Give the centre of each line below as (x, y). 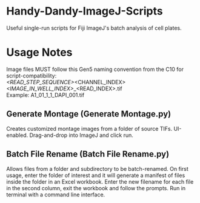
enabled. (17, 135)
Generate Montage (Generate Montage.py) (89, 114)
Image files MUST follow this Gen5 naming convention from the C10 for (95, 69)
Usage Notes (39, 52)
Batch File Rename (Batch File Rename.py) (88, 154)
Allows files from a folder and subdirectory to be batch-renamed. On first (98, 168)
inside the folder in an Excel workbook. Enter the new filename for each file (100, 181)
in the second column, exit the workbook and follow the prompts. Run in (96, 188)
